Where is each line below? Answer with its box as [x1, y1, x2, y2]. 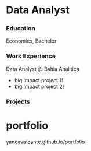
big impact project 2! [14, 83, 64, 90]
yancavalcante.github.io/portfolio [6, 138, 85, 145]
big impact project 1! [14, 76, 63, 83]
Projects [6, 97, 30, 106]
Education [6, 24, 36, 33]
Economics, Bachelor [6, 37, 57, 44]
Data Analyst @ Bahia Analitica [6, 65, 79, 72]
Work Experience [6, 52, 56, 60]
